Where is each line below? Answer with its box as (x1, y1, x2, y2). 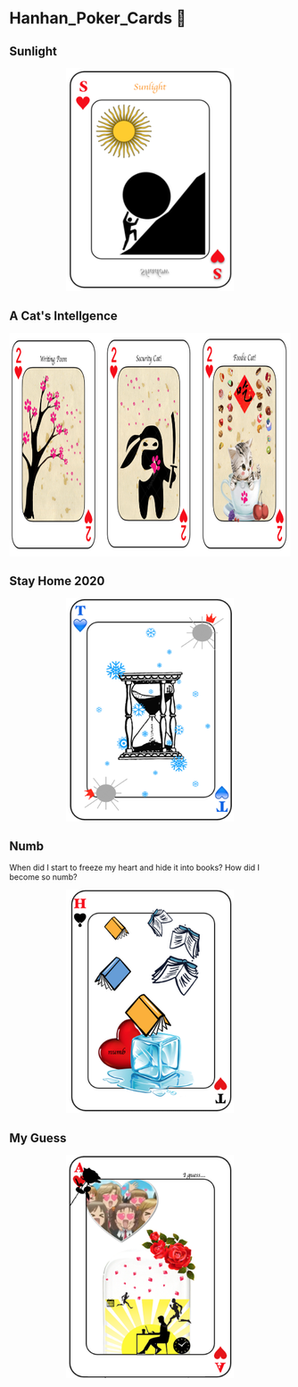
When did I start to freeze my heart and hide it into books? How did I (9, 862, 261, 873)
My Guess (9, 1130, 67, 1146)
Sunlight (9, 44, 58, 59)
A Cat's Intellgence (9, 308, 118, 324)
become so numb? (9, 872, 78, 882)
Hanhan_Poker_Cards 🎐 (9, 8, 187, 29)
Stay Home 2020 (9, 573, 105, 589)
